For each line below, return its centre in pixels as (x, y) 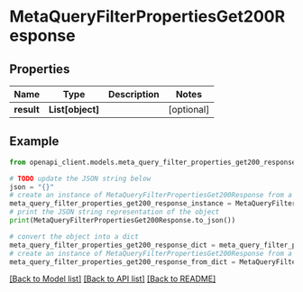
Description (133, 94)
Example (34, 141)
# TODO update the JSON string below (80, 178)
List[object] (74, 109)
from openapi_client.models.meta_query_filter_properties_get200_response (153, 162)
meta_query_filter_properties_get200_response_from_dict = (123, 262)
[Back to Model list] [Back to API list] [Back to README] (113, 279)
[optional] (189, 109)
